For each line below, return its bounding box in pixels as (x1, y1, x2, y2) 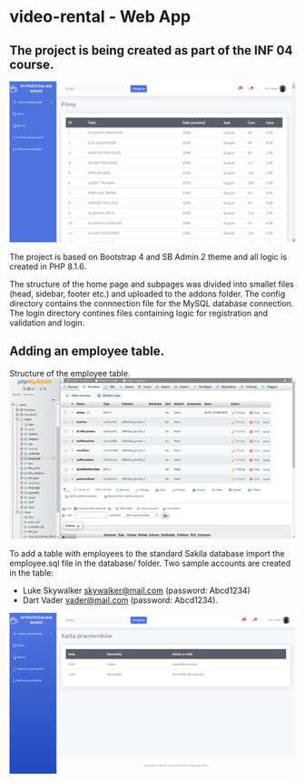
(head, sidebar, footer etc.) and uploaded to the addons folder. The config (9, 288, 286, 299)
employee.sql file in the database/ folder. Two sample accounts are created (9, 557, 291, 568)
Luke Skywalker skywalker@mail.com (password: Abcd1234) (22, 585, 251, 596)
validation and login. (9, 317, 85, 328)
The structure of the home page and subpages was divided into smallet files (9, 279, 295, 289)
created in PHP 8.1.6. (9, 261, 86, 272)
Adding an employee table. (9, 344, 165, 359)
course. (9, 56, 54, 72)
